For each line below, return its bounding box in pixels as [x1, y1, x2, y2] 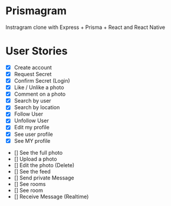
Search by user [14, 97, 51, 104]
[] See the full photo [14, 149, 63, 156]
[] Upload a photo [14, 155, 57, 162]
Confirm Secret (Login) [14, 77, 70, 84]
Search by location [14, 104, 60, 111]
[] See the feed [14, 168, 51, 175]
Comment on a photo [14, 90, 66, 98]
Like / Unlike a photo [14, 84, 64, 91]
